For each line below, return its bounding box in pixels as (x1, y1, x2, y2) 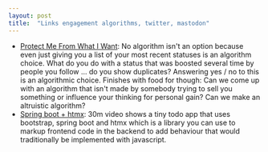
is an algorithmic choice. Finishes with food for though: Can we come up (19, 75, 260, 85)
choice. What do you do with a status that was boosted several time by (19, 58, 254, 68)
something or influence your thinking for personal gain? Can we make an (19, 92, 261, 102)
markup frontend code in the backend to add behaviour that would (19, 126, 241, 136)
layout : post (8, 11, 52, 20)
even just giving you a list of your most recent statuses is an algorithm (19, 50, 252, 59)
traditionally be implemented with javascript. (19, 134, 167, 144)
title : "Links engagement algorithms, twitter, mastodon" (8, 19, 210, 27)
